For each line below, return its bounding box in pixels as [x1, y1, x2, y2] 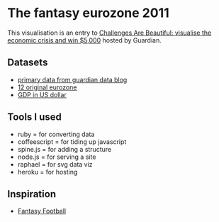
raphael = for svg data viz [17, 160, 94, 168]
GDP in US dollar [17, 90, 67, 99]
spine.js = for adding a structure [17, 145, 112, 153]
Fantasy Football [17, 207, 66, 216]
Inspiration [7, 188, 57, 200]
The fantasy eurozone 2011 [7, 5, 170, 21]
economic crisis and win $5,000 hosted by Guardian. [7, 35, 162, 44]
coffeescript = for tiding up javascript [17, 137, 127, 146]
